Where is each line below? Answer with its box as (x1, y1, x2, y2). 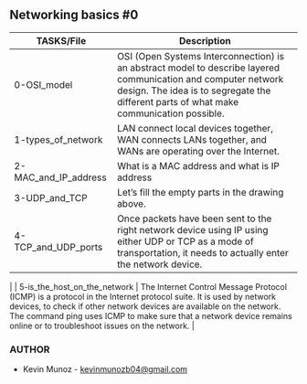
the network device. (117, 258, 203, 271)
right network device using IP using (117, 223, 269, 236)
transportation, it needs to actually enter (117, 246, 290, 259)
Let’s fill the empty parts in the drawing (117, 186, 284, 198)
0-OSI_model (14, 78, 73, 91)
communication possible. (117, 107, 226, 120)
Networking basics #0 (9, 7, 139, 23)
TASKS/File (36, 34, 87, 47)
